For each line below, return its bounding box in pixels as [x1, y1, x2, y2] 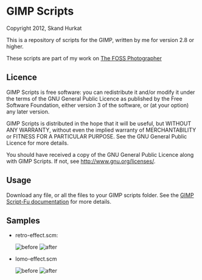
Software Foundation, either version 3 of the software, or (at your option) [6, 101, 189, 109]
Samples [6, 215, 41, 226]
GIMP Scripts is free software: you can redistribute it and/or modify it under [6, 88, 195, 96]
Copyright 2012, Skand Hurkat [6, 24, 82, 32]
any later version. [6, 108, 50, 115]
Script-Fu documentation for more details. [6, 198, 111, 205]
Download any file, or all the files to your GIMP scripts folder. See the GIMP [6, 191, 194, 199]
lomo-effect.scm [15, 255, 57, 263]
